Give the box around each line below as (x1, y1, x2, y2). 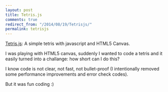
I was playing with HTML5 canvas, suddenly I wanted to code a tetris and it (5, 51, 163, 57)
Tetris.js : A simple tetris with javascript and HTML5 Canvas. (5, 40, 130, 47)
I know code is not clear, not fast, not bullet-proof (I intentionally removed (5, 66, 159, 72)
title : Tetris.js (5, 12, 42, 17)
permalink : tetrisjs (5, 27, 49, 32)
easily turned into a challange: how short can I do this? (5, 56, 120, 62)
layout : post (5, 7, 33, 13)
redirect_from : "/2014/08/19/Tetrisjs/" (5, 21, 93, 27)
